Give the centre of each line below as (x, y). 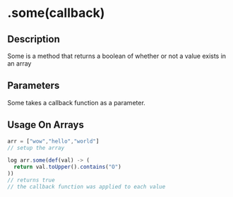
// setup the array (36, 148)
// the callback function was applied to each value (86, 186)
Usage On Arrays (46, 125)
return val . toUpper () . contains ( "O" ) (67, 167)
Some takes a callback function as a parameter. (77, 102)
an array (19, 64)
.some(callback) (56, 13)
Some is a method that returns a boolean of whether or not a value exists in (117, 56)
